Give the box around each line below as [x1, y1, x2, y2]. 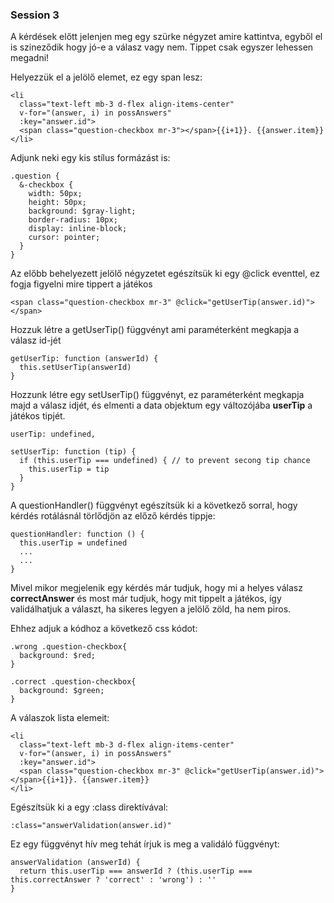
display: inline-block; [28, 224, 128, 234]
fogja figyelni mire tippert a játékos [10, 278, 153, 290]
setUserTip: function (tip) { [10, 447, 137, 457]
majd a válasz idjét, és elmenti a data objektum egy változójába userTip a [10, 399, 313, 412]
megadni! [10, 52, 50, 64]
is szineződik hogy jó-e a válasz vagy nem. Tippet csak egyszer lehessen [10, 41, 314, 53]
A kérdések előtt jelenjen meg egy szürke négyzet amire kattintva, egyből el [10, 31, 323, 43]
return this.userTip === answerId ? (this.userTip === [19, 866, 253, 877]
